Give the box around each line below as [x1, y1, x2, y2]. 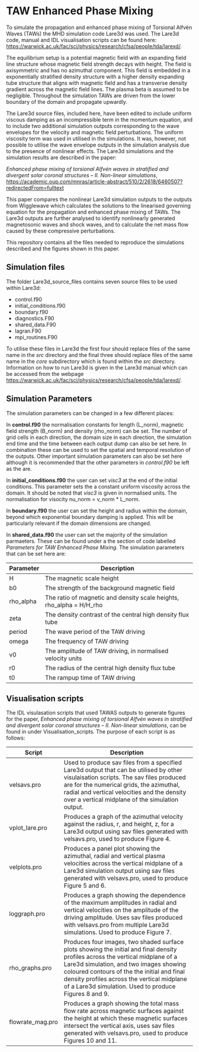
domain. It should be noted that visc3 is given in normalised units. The [6, 489, 177, 496]
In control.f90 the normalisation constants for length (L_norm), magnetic [6, 421, 184, 428]
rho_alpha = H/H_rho [44, 601, 103, 609]
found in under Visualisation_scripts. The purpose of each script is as [6, 728, 175, 735]
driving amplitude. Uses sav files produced [63, 913, 183, 922]
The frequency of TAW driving [44, 637, 129, 645]
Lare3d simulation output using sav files [63, 867, 175, 875]
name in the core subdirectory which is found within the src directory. [6, 358, 176, 365]
